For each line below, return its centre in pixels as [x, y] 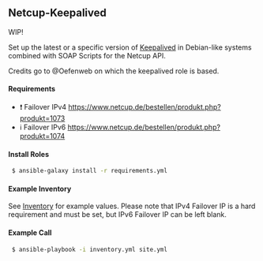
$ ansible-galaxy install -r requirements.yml [90, 171]
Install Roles [29, 154]
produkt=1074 [42, 136]
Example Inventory [40, 188]
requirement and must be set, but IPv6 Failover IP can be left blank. [118, 214]
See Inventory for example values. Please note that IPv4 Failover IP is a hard [132, 206]
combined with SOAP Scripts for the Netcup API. [87, 55]
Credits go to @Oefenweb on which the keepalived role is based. [114, 71]
